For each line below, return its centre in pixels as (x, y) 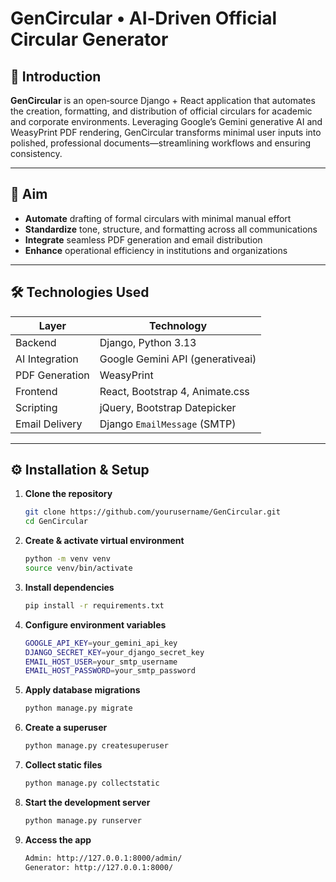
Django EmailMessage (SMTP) (168, 424)
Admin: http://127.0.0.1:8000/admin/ (103, 858)
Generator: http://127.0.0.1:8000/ (99, 867)
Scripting (36, 407)
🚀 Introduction (56, 76)
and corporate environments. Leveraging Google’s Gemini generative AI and (166, 121)
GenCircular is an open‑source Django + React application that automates (163, 100)
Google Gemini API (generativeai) (178, 359)
